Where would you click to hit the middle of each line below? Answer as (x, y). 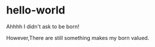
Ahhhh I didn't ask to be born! (43, 26)
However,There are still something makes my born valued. (78, 38)
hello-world (36, 10)
